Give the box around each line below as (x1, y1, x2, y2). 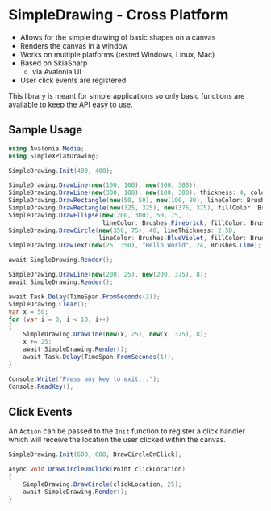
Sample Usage (8, 123, 83, 137)
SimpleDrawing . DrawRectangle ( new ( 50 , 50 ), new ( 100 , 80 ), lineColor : (8, 196, 244, 205)
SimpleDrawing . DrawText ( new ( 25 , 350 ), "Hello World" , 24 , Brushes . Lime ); (8, 241, 262, 250)
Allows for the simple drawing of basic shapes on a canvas (19, 32, 216, 42)
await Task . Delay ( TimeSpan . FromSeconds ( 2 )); (8, 293, 161, 301)
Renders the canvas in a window (19, 40, 129, 50)
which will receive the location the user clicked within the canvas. (8, 435, 226, 445)
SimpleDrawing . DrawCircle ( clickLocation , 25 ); (23, 479, 182, 488)
